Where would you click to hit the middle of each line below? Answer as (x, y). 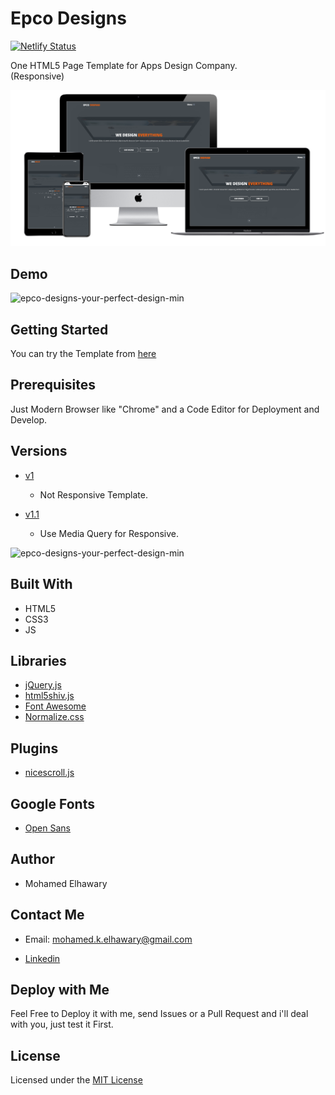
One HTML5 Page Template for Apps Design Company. (124, 65)
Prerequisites (53, 385)
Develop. (29, 419)
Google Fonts (52, 803)
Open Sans (47, 828)
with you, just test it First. (62, 1024)
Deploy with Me (60, 989)
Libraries (38, 660)
